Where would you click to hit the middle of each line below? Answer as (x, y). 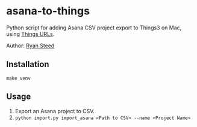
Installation (28, 64)
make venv (19, 78)
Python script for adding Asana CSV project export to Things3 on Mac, (94, 28)
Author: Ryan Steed (30, 46)
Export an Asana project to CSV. (55, 111)
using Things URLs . (30, 34)
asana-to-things (48, 11)
